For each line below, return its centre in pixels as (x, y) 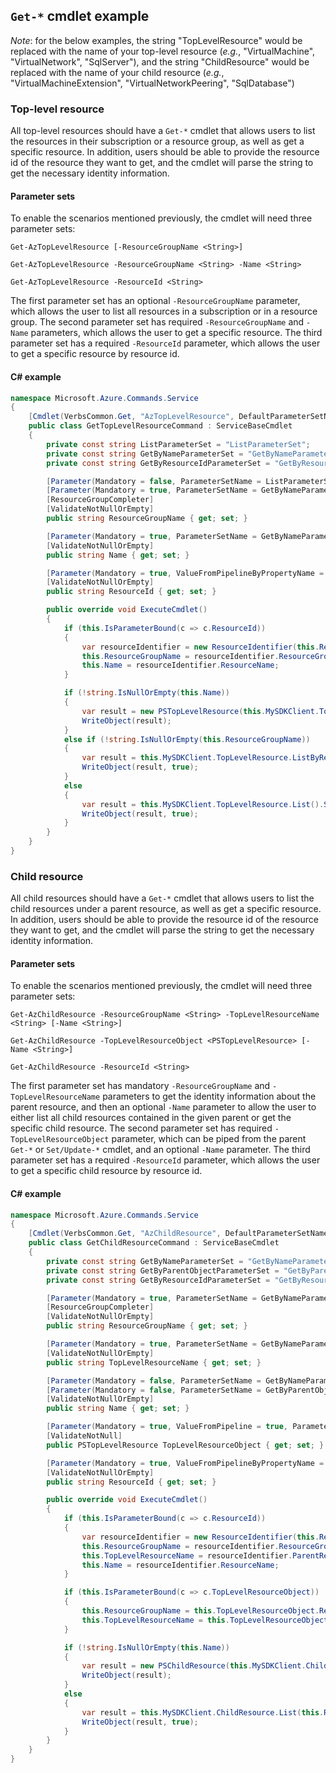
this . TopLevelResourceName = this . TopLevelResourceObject (205, 1620)
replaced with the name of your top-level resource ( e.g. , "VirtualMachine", (163, 51)
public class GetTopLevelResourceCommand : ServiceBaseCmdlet (160, 426)
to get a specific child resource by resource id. (106, 1171)
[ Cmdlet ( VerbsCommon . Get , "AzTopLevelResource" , (131, 417)
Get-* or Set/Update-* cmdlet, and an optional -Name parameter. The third (160, 1150)
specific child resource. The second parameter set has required (141, 1128)
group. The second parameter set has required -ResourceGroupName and (157, 322)
